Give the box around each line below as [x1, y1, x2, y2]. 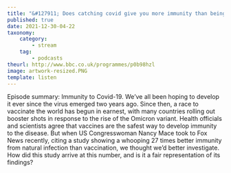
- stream [32, 42, 57, 49]
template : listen [7, 73, 57, 81]
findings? [7, 159, 34, 167]
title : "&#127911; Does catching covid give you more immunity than [7, 10, 208, 17]
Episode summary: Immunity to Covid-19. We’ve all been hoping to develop [7, 93, 220, 101]
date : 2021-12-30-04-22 [7, 23, 76, 30]
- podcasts [32, 55, 63, 62]
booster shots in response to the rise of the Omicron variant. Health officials [7, 115, 222, 123]
